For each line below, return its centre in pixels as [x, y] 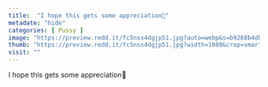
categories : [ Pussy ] [46, 30]
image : [19, 38]
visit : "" [25, 52]
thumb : [19, 45]
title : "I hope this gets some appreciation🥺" [89, 15]
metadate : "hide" [37, 23]
